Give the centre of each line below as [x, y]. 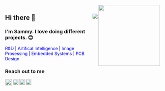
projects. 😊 [19, 37]
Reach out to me [25, 71]
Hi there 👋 [20, 18]
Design [12, 58]
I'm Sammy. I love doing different [45, 32]
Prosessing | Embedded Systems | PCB [45, 54]
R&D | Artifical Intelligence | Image [40, 48]
